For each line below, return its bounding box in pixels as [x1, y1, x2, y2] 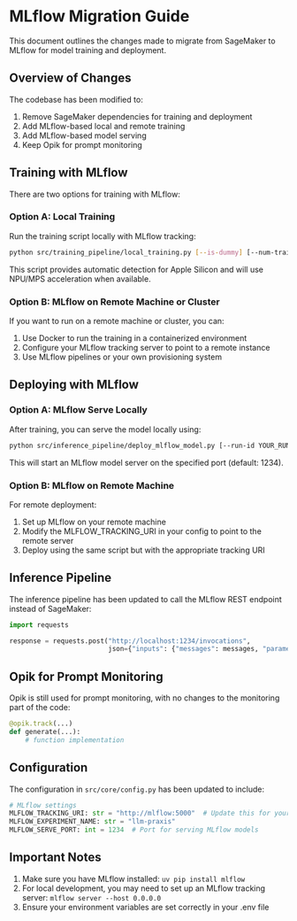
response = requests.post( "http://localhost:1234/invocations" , [9, 636, 251, 646]
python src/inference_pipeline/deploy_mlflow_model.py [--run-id [9, 441, 255, 450]
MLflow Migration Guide [9, 6, 190, 27]
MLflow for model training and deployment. [9, 44, 166, 55]
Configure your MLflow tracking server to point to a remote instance [21, 343, 270, 353]
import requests [9, 620, 69, 630]
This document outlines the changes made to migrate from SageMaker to [9, 35, 276, 46]
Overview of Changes [9, 71, 132, 86]
